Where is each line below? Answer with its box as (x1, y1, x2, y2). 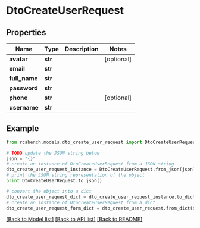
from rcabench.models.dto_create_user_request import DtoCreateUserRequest (6, 139, 198, 145)
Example (6, 123, 39, 134)
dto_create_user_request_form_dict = (6, 205, 100, 211)
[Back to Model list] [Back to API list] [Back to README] (6, 215, 143, 223)
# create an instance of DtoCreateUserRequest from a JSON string (6, 161, 174, 167)
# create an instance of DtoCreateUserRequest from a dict (6, 199, 156, 205)
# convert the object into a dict (6, 188, 92, 194)
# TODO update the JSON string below (6, 150, 100, 156)
